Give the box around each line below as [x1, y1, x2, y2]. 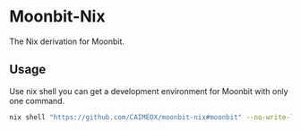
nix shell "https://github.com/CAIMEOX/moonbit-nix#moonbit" [9, 112, 243, 122]
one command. [9, 95, 65, 106]
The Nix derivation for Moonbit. [9, 36, 125, 47]
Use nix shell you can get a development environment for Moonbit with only [9, 85, 288, 96]
